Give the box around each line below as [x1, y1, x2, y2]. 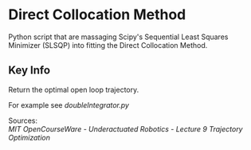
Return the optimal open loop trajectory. [8, 85, 139, 94]
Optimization [8, 132, 50, 142]
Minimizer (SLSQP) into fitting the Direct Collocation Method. [8, 40, 208, 49]
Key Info [8, 64, 50, 77]
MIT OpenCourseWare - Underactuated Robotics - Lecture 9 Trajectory [8, 124, 243, 133]
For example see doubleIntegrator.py [8, 100, 130, 109]
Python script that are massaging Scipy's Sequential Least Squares [8, 32, 229, 41]
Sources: [8, 116, 38, 125]
